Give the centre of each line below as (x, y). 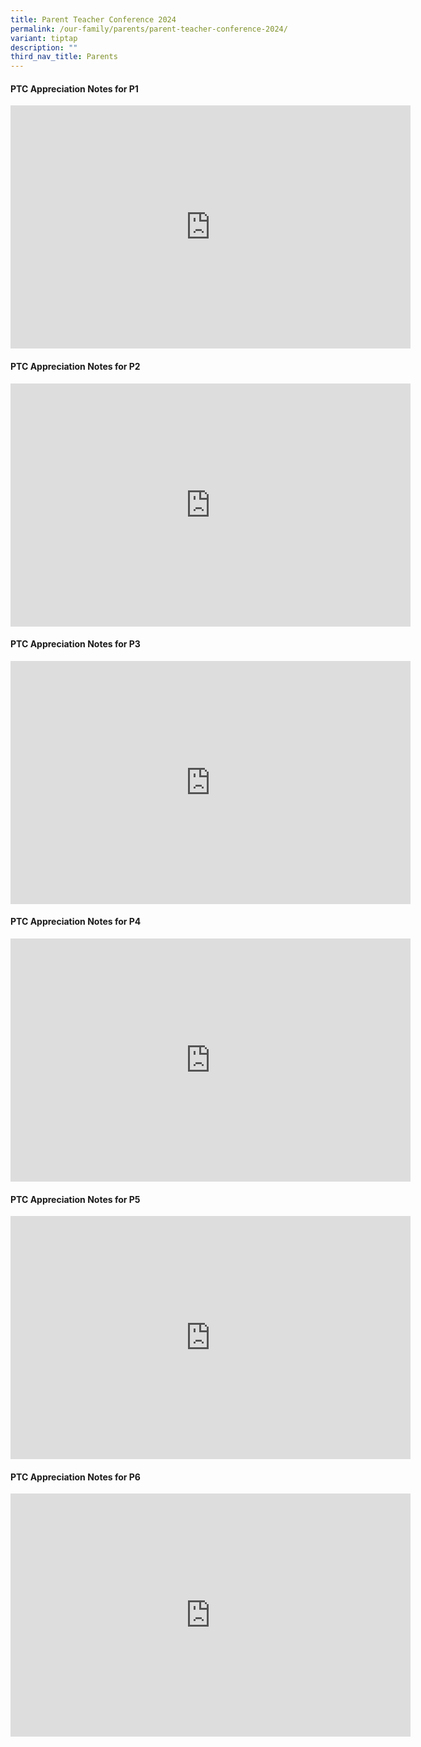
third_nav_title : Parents (64, 57)
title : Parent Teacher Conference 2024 (93, 19)
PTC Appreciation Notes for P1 (74, 88)
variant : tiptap (44, 38)
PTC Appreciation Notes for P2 (75, 366)
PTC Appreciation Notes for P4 (76, 922)
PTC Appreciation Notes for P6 (75, 1477)
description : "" (44, 47)
